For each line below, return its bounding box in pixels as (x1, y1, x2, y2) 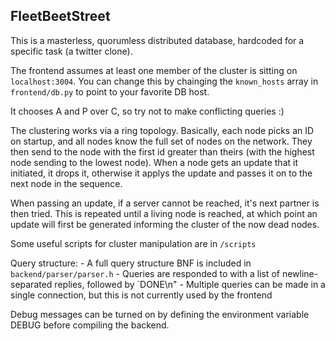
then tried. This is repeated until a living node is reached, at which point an (10, 207, 318, 219)
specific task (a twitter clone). (10, 45, 133, 57)
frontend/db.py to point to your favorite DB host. (10, 85, 210, 98)
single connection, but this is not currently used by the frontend (10, 289, 273, 301)
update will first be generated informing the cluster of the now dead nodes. (10, 218, 320, 230)
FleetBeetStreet (10, 8, 111, 25)
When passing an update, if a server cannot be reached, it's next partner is (10, 197, 320, 209)
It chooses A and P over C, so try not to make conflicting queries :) (10, 105, 285, 117)
